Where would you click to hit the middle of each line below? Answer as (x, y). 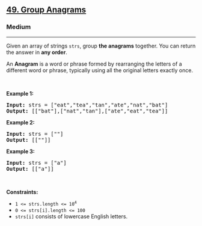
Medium (19, 27)
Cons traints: (22, 192)
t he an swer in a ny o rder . (37, 52)
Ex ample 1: (20, 93)
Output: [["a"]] (30, 169)
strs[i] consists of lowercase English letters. (71, 216)
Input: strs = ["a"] (37, 163)
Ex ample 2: (20, 122)
